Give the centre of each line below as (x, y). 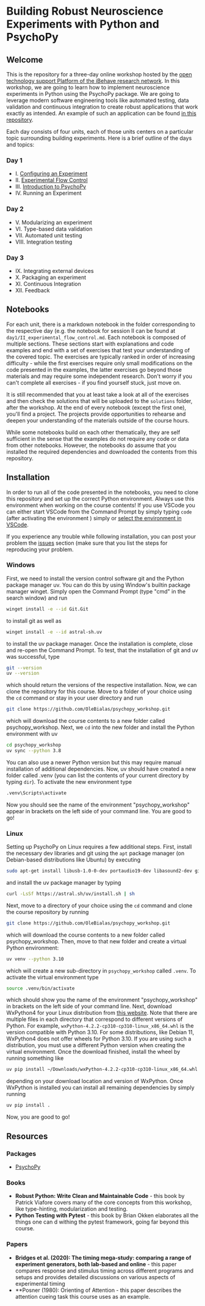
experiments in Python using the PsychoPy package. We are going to (93, 94)
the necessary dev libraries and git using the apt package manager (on (95, 854)
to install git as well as (34, 620)
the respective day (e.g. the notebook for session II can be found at (91, 330)
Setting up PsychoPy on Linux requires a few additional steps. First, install (99, 847)
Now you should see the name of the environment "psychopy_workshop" (98, 805)
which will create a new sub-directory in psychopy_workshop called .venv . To (101, 970)
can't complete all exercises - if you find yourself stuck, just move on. (94, 382)
